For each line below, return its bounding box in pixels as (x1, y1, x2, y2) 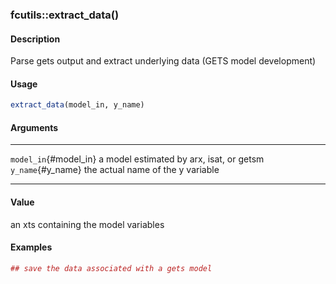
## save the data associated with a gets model (10, 263, 213, 273)
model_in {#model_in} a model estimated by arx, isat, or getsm (10, 153, 265, 165)
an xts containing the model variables (10, 218, 165, 230)
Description (10, 33, 61, 45)
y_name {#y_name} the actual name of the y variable (10, 164, 220, 176)
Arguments (10, 121, 59, 133)
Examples (10, 241, 53, 253)
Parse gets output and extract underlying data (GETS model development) (10, 55, 317, 67)
